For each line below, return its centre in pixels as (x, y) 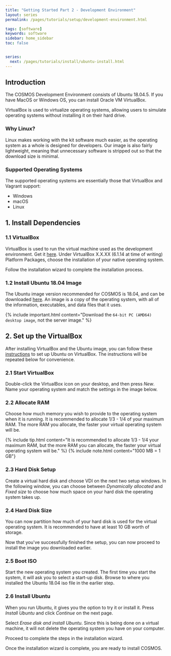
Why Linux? (20, 129)
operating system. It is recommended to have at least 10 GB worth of (77, 527)
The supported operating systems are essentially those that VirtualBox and (84, 181)
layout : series (21, 15)
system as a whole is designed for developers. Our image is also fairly (79, 145)
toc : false (17, 43)
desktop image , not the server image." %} (48, 320)
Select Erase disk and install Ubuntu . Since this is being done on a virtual (82, 623)
